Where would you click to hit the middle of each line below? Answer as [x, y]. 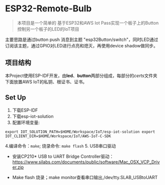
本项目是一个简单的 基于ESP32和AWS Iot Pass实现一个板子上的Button [88, 23]
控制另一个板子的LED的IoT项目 [48, 29]
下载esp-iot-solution [33, 116]
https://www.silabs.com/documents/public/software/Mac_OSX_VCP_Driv [86, 162]
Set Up [16, 97]
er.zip [18, 167]
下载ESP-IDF [25, 110]
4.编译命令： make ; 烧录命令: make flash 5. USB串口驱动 [61, 146]
